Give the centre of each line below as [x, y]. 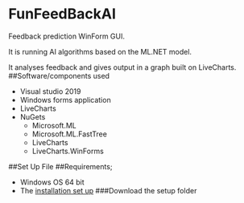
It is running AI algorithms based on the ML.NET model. [100, 51]
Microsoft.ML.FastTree [69, 134]
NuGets [33, 116]
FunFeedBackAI [62, 14]
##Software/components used [59, 75]
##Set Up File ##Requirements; [60, 166]
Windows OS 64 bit [52, 182]
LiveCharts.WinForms [68, 151]
